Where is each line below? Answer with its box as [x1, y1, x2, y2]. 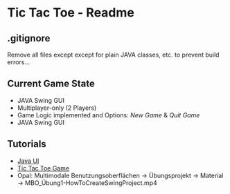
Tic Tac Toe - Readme [7, 5, 135, 21]
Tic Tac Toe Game [17, 164, 70, 172]
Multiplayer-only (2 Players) [17, 104, 97, 112]
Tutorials [7, 138, 46, 150]
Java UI [17, 157, 39, 165]
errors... [7, 58, 30, 66]
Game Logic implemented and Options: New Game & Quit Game [17, 110, 200, 119]
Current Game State [7, 78, 95, 90]
